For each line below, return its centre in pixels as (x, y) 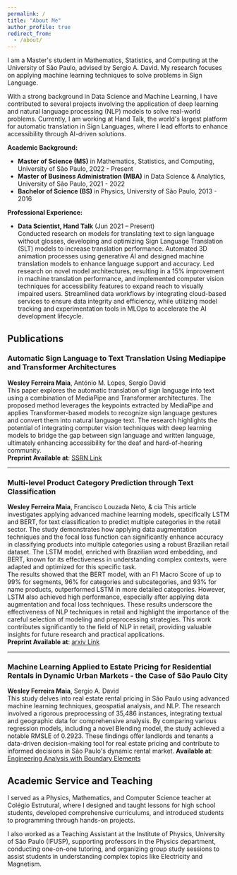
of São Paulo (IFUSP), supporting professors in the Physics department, (112, 842)
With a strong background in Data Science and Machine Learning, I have (113, 97)
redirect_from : (30, 34)
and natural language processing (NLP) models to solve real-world (104, 112)
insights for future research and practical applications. (86, 635)
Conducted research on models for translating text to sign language (116, 234)
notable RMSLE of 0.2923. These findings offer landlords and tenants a (110, 736)
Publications (36, 339)
